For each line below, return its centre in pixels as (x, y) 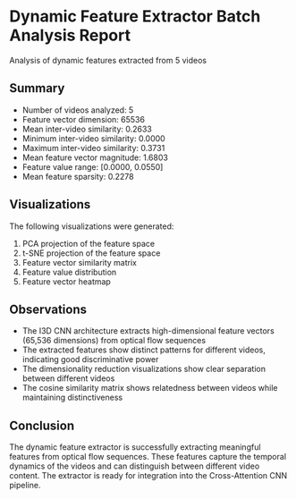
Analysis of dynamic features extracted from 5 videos (108, 60)
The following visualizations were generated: (92, 226)
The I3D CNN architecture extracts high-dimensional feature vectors (148, 331)
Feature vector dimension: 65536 (84, 119)
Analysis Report (70, 35)
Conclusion (42, 425)
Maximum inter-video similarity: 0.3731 (93, 148)
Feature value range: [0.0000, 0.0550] (93, 166)
